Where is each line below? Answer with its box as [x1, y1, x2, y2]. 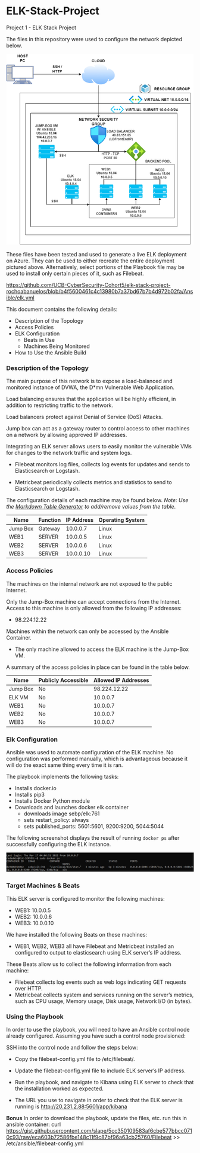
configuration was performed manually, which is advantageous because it [6, 755, 188, 763]
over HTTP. [14, 984, 43, 992]
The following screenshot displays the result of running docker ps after [6, 834, 180, 842]
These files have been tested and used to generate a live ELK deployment [6, 251, 187, 258]
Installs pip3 [14, 791, 45, 799]
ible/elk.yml [6, 294, 35, 301]
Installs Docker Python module [14, 797, 90, 805]
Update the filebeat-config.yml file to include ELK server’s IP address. [14, 1067, 186, 1074]
